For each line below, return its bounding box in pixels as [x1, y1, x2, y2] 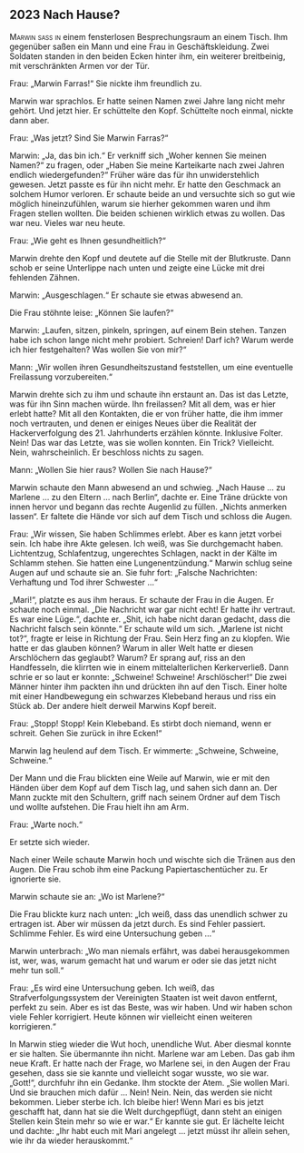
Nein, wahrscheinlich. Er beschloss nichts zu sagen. [9, 447, 204, 458]
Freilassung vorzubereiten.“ [9, 371, 113, 382]
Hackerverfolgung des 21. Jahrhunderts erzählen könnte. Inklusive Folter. [9, 427, 283, 439]
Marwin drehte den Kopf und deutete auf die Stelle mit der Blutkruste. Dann [9, 252, 291, 263]
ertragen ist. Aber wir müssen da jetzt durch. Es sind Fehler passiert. [9, 918, 266, 929]
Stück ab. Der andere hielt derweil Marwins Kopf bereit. [9, 700, 217, 711]
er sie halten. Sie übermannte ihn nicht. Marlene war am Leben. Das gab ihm [9, 1048, 296, 1059]
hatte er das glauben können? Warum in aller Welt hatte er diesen [9, 642, 254, 653]
